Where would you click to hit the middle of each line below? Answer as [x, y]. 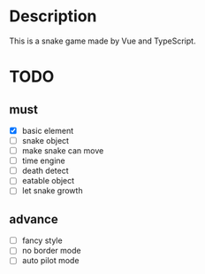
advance [34, 219]
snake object [45, 141]
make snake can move [63, 151]
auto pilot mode [50, 261]
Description [53, 16]
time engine [43, 160]
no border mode [51, 251]
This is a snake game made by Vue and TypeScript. [102, 41]
